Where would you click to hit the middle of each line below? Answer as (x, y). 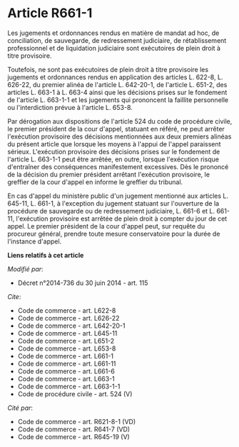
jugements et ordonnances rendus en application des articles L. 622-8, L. (115, 77)
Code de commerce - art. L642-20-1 (71, 326)
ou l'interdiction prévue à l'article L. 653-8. (70, 107)
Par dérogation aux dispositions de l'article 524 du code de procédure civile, (120, 121)
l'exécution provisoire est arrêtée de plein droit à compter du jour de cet (122, 219)
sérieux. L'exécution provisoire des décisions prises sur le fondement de (114, 151)
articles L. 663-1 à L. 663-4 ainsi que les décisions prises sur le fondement (117, 92)
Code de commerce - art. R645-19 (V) (73, 436)
